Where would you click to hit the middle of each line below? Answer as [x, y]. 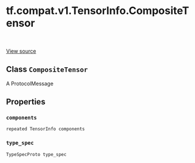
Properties [26, 102]
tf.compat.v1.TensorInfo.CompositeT [97, 11]
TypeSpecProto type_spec [36, 154]
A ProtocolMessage [30, 84]
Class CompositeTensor [47, 69]
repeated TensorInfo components [45, 129]
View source [21, 51]
